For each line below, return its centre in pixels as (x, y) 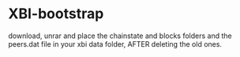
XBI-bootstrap (56, 14)
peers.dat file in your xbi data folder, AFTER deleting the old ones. (115, 44)
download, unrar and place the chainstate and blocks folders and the (120, 36)
